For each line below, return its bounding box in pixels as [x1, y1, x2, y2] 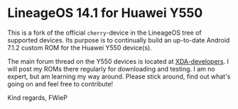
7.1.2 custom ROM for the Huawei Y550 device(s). [7, 43, 153, 52]
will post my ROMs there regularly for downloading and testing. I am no [7, 64, 215, 73]
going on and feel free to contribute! [7, 79, 114, 88]
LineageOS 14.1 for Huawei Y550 [7, 5, 203, 21]
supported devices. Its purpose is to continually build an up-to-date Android [7, 35, 230, 44]
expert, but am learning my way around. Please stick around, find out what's [7, 72, 231, 81]
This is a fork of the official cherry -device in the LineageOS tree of [7, 28, 202, 37]
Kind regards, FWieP [7, 93, 67, 102]
